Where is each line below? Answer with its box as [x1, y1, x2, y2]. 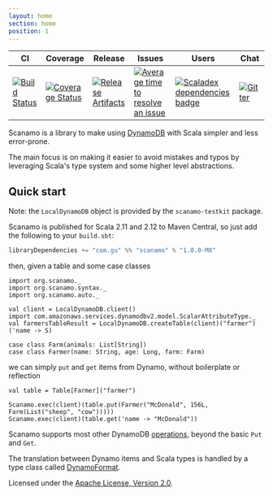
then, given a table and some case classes [8, 261, 151, 271]
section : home [8, 20, 57, 28]
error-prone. [8, 137, 50, 146]
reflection [8, 371, 41, 381]
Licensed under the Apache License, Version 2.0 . [8, 478, 173, 488]
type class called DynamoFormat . [8, 463, 120, 472]
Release [93, 53, 125, 64]
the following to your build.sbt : [8, 231, 115, 241]
